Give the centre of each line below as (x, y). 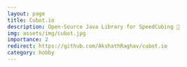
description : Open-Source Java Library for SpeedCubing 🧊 (93, 27)
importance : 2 (28, 40)
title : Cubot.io (31, 20)
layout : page (26, 14)
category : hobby (31, 53)
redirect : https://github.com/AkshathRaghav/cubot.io (88, 46)
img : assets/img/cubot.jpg (47, 33)
